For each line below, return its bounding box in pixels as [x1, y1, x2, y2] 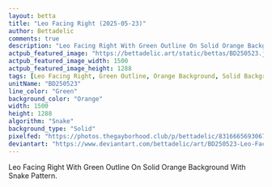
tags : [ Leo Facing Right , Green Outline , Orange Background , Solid [8, 72, 241, 80]
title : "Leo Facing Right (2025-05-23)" [8, 19, 147, 28]
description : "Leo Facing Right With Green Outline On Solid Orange [8, 42, 244, 50]
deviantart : [8, 139, 49, 148]
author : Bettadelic [8, 27, 74, 35]
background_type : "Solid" [8, 125, 96, 133]
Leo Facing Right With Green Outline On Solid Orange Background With [8, 162, 246, 172]
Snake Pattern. [8, 171, 58, 181]
